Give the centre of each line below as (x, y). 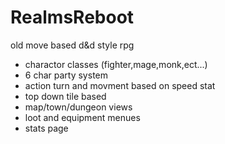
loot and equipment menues (82, 117)
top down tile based (65, 96)
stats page (46, 128)
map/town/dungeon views (78, 107)
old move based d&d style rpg (72, 45)
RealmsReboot (72, 17)
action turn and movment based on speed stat (120, 85)
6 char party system (66, 75)
